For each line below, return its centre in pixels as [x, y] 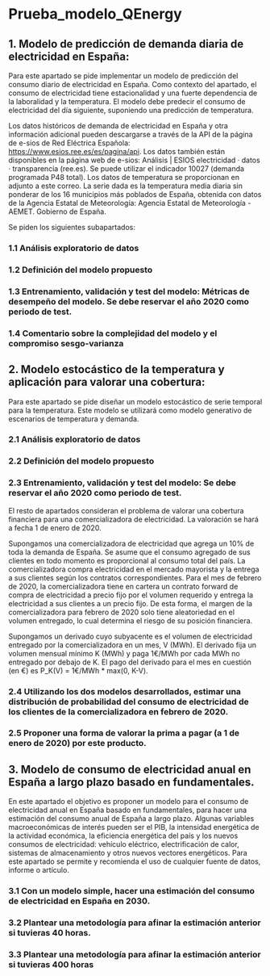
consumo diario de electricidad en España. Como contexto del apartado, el [133, 84]
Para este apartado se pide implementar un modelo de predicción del [123, 76]
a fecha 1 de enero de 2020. [55, 528]
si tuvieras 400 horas [51, 965]
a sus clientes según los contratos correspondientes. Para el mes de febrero [135, 577]
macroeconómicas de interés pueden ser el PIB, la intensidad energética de [134, 827]
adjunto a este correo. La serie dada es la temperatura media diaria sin [126, 186]
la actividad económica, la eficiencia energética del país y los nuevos [123, 836]
